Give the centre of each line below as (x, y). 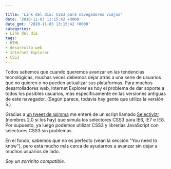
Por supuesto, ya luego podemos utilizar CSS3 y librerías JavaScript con (82, 125)
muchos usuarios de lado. (33, 151)
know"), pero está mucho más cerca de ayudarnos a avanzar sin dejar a (81, 146)
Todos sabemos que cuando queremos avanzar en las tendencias (75, 71)
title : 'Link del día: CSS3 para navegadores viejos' (64, 14)
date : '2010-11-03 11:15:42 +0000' (43, 19)
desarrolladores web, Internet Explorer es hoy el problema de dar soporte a (85, 88)
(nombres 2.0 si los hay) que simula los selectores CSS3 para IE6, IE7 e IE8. (85, 119)
